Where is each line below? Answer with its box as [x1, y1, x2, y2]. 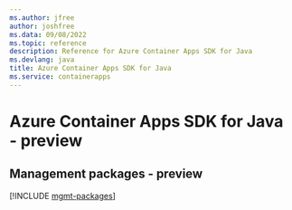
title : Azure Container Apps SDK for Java [9, 64, 172, 73]
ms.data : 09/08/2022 [9, 30, 88, 39]
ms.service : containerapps [9, 72, 111, 81]
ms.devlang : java [9, 55, 75, 64]
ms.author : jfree [9, 13, 75, 23]
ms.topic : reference [9, 38, 88, 48]
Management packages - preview [9, 167, 203, 182]
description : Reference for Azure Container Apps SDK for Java [9, 47, 253, 56]
